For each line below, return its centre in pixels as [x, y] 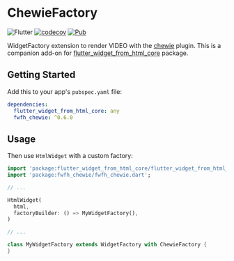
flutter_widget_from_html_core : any [67, 111]
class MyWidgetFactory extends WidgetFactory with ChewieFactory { [107, 245]
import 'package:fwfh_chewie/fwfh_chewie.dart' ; [79, 175]
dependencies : [28, 104]
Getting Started [41, 75]
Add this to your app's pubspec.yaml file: [64, 91]
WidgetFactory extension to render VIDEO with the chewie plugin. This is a [114, 45]
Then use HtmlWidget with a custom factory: [70, 156]
